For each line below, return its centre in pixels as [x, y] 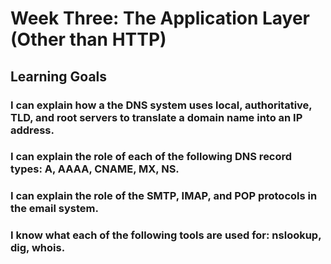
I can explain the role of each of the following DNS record [151, 157]
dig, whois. [38, 248]
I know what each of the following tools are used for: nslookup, [166, 235]
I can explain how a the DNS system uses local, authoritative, [161, 105]
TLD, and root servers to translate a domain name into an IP [156, 117]
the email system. [54, 209]
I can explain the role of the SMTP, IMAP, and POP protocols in [164, 196]
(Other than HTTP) [88, 39]
